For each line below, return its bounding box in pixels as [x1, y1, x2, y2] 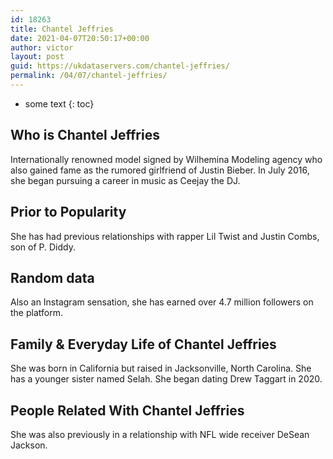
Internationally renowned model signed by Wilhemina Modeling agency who [10, 153, 323, 165]
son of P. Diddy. [10, 241, 76, 253]
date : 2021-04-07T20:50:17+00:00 [10, 33, 150, 43]
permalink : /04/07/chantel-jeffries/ [10, 71, 168, 81]
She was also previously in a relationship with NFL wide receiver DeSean [10, 428, 310, 440]
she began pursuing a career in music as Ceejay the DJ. [10, 174, 241, 186]
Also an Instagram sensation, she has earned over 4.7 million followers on [10, 296, 314, 308]
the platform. [10, 307, 63, 319]
